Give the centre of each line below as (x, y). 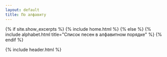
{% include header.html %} (33, 49)
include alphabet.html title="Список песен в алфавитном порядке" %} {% (84, 34)
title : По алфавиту (26, 15)
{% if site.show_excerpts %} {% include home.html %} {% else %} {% (78, 29)
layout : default (22, 10)
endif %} (14, 40)
